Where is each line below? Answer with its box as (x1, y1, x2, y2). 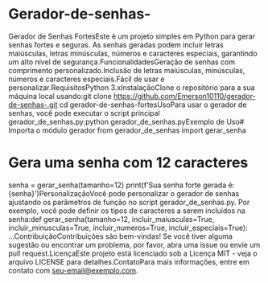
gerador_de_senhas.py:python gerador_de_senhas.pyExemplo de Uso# (8, 117, 245, 126)
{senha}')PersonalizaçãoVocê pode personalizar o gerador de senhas (8, 188, 240, 198)
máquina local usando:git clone (8, 91, 113, 100)
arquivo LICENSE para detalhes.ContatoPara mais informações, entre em (8, 256, 249, 266)
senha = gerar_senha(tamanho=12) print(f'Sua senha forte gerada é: (8, 180, 235, 190)
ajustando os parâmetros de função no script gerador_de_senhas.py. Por (8, 197, 250, 207)
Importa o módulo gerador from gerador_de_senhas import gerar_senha (8, 125, 247, 135)
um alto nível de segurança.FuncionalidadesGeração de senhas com (8, 57, 236, 67)
